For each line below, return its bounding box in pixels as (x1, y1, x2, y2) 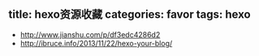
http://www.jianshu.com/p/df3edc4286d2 (19, 29, 161, 39)
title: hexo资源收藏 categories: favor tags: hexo (8, 7, 251, 22)
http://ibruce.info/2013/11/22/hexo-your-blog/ (19, 38, 173, 48)
